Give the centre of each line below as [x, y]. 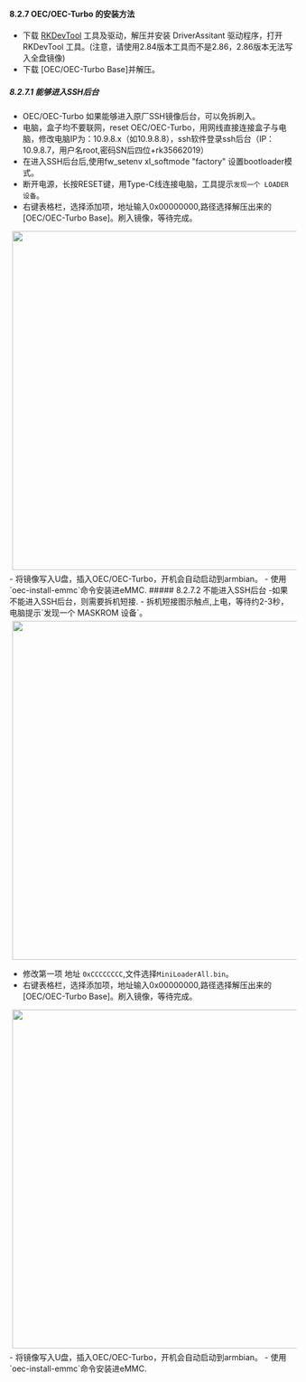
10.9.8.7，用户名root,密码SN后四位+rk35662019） [116, 150]
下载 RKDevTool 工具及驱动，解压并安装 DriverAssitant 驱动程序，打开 [153, 35]
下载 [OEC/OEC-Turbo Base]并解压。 [91, 70]
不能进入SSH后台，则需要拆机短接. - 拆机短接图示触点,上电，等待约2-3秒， [149, 602]
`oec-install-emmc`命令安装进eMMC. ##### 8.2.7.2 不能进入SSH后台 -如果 [149, 590]
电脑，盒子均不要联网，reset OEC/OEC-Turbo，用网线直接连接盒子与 [150, 127]
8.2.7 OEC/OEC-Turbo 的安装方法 [72, 14]
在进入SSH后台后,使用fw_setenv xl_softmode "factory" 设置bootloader [153, 162]
